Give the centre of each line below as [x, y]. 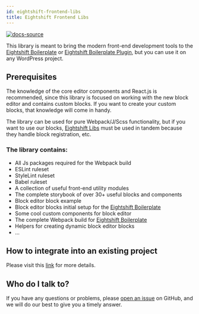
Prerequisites [31, 77]
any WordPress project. [35, 58]
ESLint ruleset [32, 169]
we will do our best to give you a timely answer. [64, 304]
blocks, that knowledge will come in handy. [59, 110]
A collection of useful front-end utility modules [72, 188]
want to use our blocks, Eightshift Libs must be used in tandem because [94, 128]
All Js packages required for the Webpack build [73, 163]
